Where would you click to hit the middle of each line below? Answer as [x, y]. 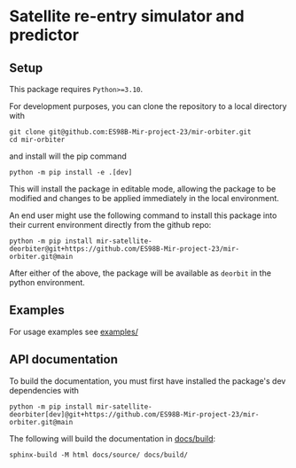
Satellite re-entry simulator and [127, 16]
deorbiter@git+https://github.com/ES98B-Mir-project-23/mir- [125, 249]
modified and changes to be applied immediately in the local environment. [144, 198]
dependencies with [44, 390]
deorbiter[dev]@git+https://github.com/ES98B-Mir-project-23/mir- [134, 414]
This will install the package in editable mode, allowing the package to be [143, 189]
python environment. [47, 282]
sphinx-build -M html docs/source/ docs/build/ [99, 455]
